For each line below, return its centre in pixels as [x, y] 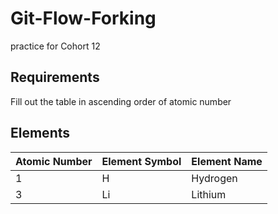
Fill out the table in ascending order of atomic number [121, 101]
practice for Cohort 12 [55, 46]
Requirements [55, 77]
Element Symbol [141, 161]
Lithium [209, 194]
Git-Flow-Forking [83, 18]
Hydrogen [214, 178]
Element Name [227, 161]
